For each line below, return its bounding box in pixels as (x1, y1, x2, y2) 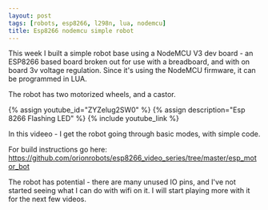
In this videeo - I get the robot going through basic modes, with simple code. (8, 129, 261, 139)
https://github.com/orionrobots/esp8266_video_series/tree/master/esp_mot (8, 153, 258, 163)
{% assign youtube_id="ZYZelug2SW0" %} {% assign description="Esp (8, 105, 246, 115)
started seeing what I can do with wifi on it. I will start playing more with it (8, 186, 250, 196)
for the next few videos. (8, 194, 86, 204)
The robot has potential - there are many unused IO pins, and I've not (8, 177, 236, 187)
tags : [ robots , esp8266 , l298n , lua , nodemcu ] (8, 19, 166, 27)
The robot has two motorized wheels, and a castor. (8, 90, 176, 99)
